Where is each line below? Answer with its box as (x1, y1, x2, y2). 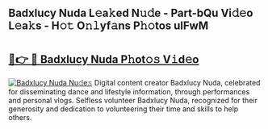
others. (8, 113, 32, 122)
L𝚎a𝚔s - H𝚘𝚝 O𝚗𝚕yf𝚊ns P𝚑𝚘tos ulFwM (8, 19, 209, 33)
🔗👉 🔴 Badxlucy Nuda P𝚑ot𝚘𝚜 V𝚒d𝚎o (8, 52, 199, 66)
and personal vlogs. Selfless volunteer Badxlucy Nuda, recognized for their (8, 96, 258, 105)
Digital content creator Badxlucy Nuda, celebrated (94, 78, 261, 87)
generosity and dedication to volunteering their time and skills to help (8, 104, 239, 114)
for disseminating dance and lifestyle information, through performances (8, 87, 250, 96)
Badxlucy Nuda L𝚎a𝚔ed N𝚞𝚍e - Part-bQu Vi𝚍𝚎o (8, 6, 253, 20)
